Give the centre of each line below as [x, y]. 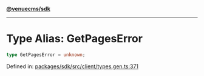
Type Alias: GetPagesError [74, 39]
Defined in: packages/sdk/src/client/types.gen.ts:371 [72, 66]
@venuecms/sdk [28, 9]
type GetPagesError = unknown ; [46, 55]
